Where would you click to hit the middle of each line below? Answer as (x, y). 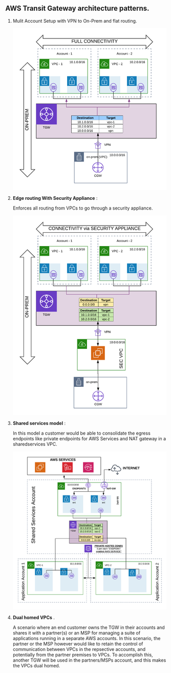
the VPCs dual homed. (36, 665)
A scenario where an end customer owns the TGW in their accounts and (89, 627)
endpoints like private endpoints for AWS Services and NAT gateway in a (89, 439)
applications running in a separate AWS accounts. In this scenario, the (87, 638)
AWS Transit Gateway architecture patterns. (77, 8)
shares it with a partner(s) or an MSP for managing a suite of (77, 633)
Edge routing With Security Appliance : (55, 198)
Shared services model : (39, 423)
